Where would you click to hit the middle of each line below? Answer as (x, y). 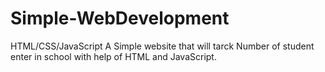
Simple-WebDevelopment (120, 18)
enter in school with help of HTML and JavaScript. (113, 56)
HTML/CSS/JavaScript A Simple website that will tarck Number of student (162, 46)
